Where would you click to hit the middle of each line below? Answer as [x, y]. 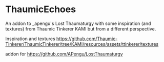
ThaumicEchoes [40, 9]
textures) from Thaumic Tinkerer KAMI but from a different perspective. [81, 28]
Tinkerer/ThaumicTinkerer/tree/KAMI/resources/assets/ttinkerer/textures [82, 44]
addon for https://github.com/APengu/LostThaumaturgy [64, 54]
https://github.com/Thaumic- [87, 39]
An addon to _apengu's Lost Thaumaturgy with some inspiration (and [78, 23]
